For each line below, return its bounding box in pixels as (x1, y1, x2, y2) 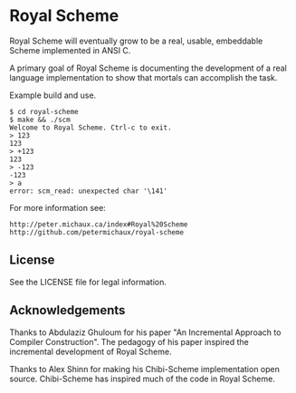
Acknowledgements (9, 302, 126, 318)
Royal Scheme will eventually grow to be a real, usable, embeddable (9, 35, 263, 46)
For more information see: (9, 202, 106, 213)
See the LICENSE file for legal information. (9, 276, 167, 287)
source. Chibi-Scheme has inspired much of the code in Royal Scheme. (9, 373, 276, 384)
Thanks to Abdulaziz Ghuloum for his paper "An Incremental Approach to (9, 327, 282, 338)
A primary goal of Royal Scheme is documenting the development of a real (9, 62, 287, 73)
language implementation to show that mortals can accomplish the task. (9, 72, 278, 82)
